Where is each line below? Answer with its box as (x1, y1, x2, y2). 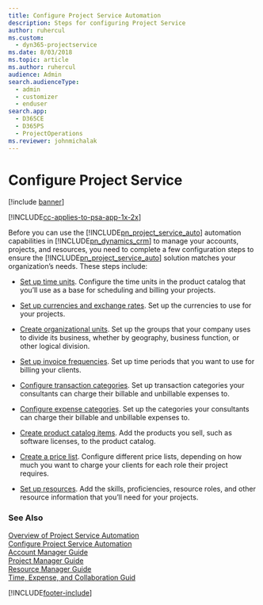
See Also (8, 512, 44, 523)
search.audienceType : (8, 78, 80, 86)
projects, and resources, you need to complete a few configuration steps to (8, 245, 254, 255)
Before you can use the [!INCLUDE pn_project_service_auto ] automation (8, 228, 242, 238)
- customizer (15, 93, 59, 101)
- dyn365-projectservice (15, 41, 97, 49)
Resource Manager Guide (8, 564, 92, 573)
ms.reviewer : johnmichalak (8, 136, 97, 145)
